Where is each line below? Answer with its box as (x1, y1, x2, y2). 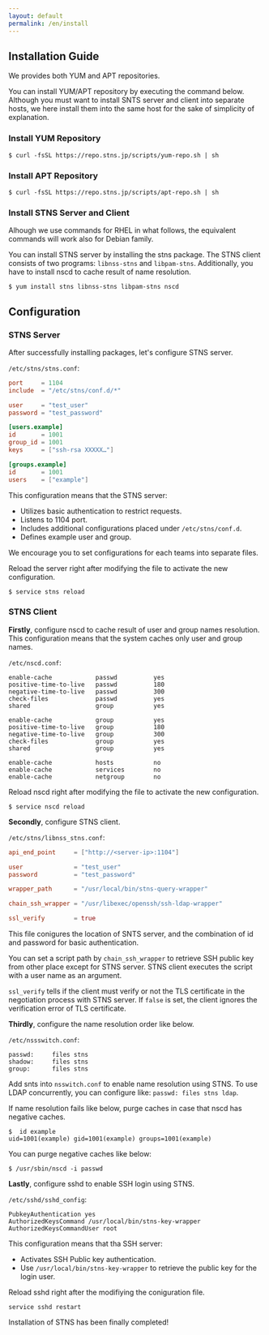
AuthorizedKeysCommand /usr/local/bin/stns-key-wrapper (8, 1217, 201, 1226)
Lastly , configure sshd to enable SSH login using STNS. (8, 1179, 194, 1189)
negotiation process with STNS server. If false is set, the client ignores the (8, 995, 258, 1005)
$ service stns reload (8, 587, 85, 596)
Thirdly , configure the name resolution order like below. (8, 1019, 194, 1029)
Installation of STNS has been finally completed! (8, 1317, 169, 1327)
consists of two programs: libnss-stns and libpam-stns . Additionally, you (8, 259, 254, 268)
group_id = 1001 (8, 439, 63, 447)
